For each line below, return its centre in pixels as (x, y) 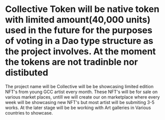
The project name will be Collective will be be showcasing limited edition (80, 86)
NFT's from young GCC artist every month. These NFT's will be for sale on (82, 92)
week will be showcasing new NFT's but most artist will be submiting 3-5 (80, 102)
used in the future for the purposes (79, 30)
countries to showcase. (29, 113)
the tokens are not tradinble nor (72, 62)
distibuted (27, 73)
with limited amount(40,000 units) (78, 20)
